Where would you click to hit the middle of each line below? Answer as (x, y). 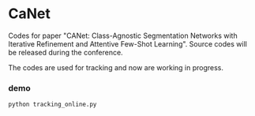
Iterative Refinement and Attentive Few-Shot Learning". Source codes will (127, 43)
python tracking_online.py (52, 105)
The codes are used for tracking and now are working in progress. (116, 67)
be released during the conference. (66, 52)
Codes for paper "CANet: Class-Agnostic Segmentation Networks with (123, 36)
